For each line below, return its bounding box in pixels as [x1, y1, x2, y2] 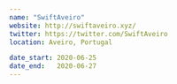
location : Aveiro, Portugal [9, 37, 113, 47]
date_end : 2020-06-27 [9, 62, 97, 71]
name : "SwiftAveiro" [9, 12, 86, 22]
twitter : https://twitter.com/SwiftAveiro [9, 29, 168, 38]
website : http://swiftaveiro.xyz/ [9, 21, 137, 30]
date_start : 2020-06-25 [9, 54, 97, 63]
